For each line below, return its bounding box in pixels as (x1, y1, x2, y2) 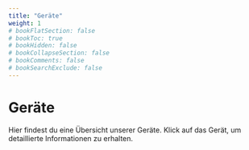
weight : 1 (8, 19, 42, 27)
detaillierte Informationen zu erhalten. (8, 133, 134, 143)
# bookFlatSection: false (8, 26, 95, 34)
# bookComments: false (8, 57, 85, 65)
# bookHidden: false (8, 42, 78, 50)
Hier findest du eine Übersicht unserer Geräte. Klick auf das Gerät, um (8, 125, 242, 135)
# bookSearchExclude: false (8, 64, 103, 72)
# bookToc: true (8, 34, 63, 43)
